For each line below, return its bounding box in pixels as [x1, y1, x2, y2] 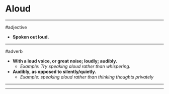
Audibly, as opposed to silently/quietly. [12, 68, 97, 74]
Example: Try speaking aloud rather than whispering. [20, 63, 131, 69]
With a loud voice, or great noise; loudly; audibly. [12, 58, 118, 64]
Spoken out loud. [12, 33, 49, 40]
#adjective [5, 24, 27, 30]
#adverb [5, 48, 23, 54]
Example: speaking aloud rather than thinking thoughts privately [20, 73, 154, 80]
